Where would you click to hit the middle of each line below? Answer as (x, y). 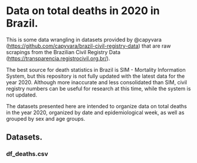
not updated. (22, 95)
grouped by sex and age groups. (46, 118)
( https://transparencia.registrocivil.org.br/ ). (58, 58)
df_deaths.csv (27, 154)
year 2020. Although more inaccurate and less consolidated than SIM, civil (97, 82)
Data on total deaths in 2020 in (83, 11)
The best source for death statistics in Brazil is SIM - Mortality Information (96, 69)
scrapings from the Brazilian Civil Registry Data (63, 52)
